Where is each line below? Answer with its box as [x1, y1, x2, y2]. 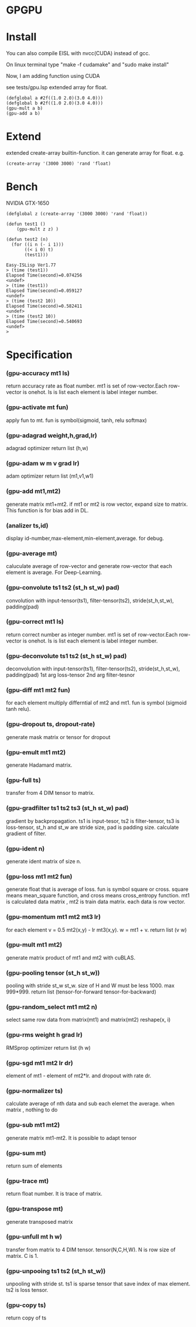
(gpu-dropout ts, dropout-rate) [6, 720, 95, 729]
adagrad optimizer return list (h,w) [6, 445, 89, 452]
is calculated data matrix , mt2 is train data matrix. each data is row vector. [6, 898, 185, 906]
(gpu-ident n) [6, 845, 45, 853]
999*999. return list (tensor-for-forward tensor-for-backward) [6, 988, 157, 995]
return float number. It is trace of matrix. [6, 1190, 102, 1197]
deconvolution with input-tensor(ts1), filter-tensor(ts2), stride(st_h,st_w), [6, 665, 180, 672]
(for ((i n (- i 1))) [11, 241, 64, 247]
